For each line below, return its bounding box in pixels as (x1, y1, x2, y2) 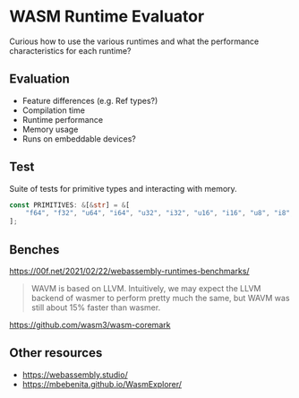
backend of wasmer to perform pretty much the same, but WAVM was (30, 293, 290, 303)
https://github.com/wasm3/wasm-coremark (9, 320, 171, 330)
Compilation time (21, 105, 85, 116)
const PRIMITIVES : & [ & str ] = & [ (9, 200, 130, 210)
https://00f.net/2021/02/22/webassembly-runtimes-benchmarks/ (9, 266, 250, 276)
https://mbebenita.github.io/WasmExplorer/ (21, 378, 182, 389)
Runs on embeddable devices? (21, 133, 136, 144)
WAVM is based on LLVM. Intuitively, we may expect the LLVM (30, 283, 261, 293)
